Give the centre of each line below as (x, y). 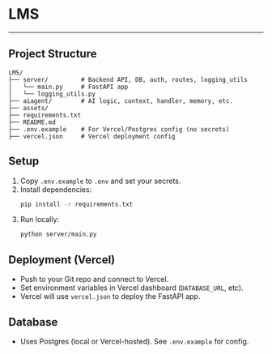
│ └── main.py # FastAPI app (68, 87)
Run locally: (39, 220)
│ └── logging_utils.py (52, 94)
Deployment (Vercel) (62, 260)
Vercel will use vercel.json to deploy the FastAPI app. (110, 296)
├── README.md (32, 122)
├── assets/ (28, 108)
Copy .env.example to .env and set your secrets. (100, 181)
